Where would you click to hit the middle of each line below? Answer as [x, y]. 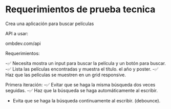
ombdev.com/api [23, 43]
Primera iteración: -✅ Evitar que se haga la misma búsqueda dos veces [80, 84]
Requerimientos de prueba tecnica [80, 9]
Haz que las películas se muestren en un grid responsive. [66, 75]
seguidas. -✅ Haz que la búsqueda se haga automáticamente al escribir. [81, 90]
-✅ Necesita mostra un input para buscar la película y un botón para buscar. [86, 63]
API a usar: [17, 33]
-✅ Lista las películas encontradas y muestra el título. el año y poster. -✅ [82, 69]
